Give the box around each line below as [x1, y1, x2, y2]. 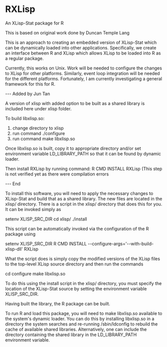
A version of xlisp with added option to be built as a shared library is [5, 100, 145, 106]
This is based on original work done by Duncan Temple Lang [5, 29, 130, 35]
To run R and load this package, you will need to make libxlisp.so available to [5, 310, 163, 316]
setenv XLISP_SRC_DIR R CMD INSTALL [5, 240, 87, 246]
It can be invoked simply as [5, 206, 61, 212]
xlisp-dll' [5, 246, 23, 252]
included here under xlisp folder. [5, 105, 72, 111]
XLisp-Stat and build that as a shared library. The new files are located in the [5, 195, 163, 201]
